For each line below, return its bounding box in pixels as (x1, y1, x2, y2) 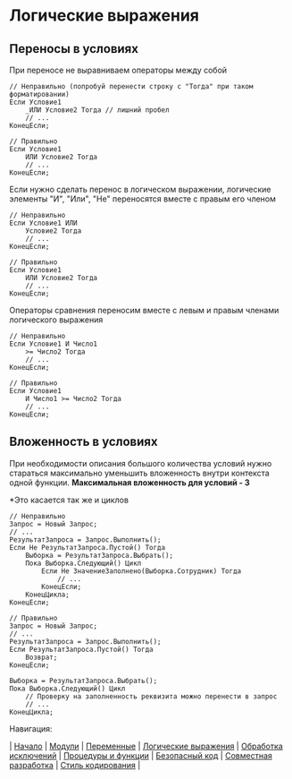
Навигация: (9, 723, 53, 734)
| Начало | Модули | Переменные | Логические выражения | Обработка (9, 740, 283, 751)
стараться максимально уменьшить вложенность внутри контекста (9, 467, 270, 478)
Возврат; (25, 653, 58, 662)
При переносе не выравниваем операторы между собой (9, 64, 228, 75)
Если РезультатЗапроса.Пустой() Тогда (9, 645, 154, 654)
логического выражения (9, 314, 104, 325)
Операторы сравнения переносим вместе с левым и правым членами (9, 305, 279, 315)
